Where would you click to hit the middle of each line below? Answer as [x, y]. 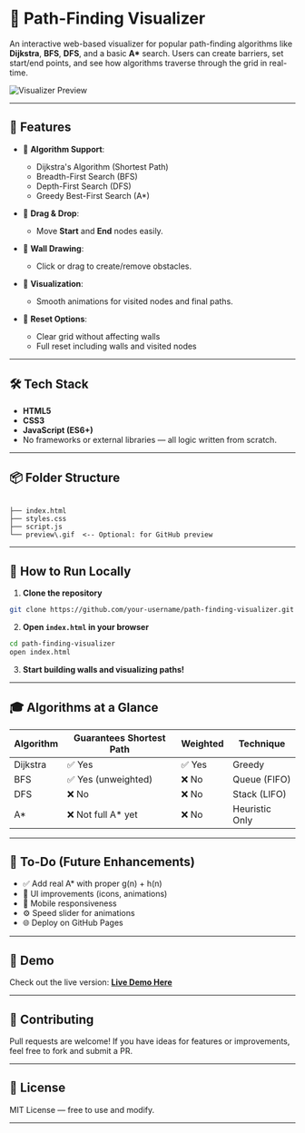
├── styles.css [38, 519]
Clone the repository [62, 593]
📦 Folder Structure [65, 477]
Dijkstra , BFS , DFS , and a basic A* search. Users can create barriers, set [147, 53]
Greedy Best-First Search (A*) [93, 195]
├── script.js [36, 527]
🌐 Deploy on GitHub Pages [73, 923]
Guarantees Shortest [120, 737]
